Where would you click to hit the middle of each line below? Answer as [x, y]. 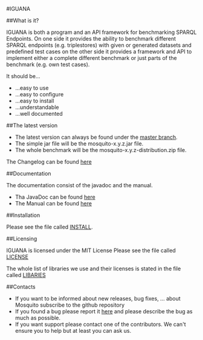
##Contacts [21, 287]
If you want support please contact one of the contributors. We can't [100, 324]
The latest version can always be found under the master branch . [96, 137]
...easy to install [34, 101]
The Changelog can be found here [49, 162]
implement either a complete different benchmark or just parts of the [92, 58]
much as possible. [38, 318]
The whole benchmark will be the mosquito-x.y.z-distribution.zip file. [101, 150]
